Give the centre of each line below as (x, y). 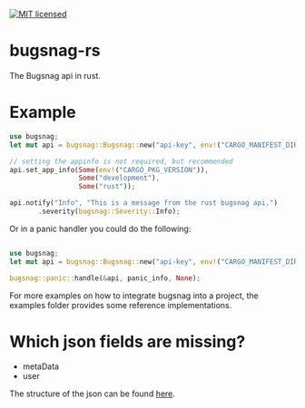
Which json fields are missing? (128, 341)
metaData (41, 366)
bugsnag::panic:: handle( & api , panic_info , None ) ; (105, 278)
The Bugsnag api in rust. (55, 75)
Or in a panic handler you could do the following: (100, 228)
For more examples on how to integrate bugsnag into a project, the (134, 296)
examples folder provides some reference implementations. (121, 305)
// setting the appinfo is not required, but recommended (121, 161)
